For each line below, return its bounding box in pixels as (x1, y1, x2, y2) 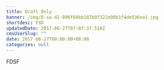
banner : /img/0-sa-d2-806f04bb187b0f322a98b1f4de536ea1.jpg (6, 14, 159, 20)
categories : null (6, 42, 49, 48)
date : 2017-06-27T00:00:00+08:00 (6, 36, 89, 42)
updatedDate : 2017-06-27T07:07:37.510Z (6, 25, 106, 31)
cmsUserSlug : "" (6, 31, 47, 37)
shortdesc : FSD (6, 20, 44, 26)
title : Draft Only (6, 8, 52, 15)
